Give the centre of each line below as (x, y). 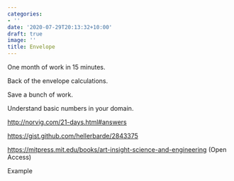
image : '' (22, 40)
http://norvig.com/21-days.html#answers (67, 122)
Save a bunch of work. (40, 94)
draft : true (25, 34)
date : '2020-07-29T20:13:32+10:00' (60, 27)
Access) (19, 157)
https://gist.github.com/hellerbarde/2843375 (73, 136)
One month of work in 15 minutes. (56, 67)
